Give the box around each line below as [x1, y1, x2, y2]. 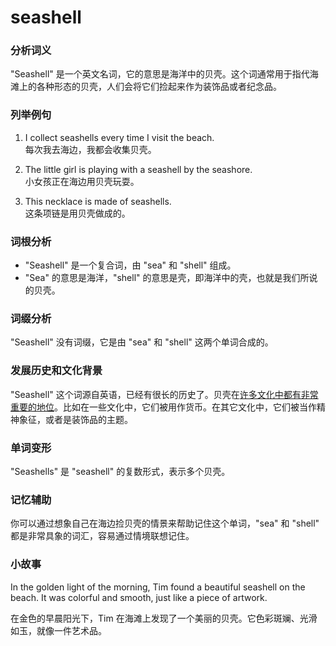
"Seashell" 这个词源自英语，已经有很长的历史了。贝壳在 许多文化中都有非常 [10, 388, 319, 400]
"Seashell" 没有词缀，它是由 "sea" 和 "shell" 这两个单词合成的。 [10, 336, 274, 348]
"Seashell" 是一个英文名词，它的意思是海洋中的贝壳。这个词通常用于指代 [10, 68, 310, 80]
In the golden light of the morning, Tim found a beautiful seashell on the [10, 581, 306, 593]
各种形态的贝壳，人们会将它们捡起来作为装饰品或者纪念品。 [36, 81, 282, 93]
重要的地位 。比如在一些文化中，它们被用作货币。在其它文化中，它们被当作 [10, 401, 317, 413]
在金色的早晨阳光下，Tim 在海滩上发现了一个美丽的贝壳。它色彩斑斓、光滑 [10, 612, 318, 624]
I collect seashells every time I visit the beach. [24, 131, 215, 143]
